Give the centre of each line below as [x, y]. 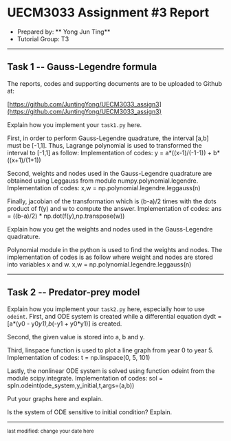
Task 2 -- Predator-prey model [74, 292]
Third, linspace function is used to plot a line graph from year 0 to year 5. [111, 350]
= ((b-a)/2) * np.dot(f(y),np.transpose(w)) [66, 216]
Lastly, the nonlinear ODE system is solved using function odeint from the [111, 371]
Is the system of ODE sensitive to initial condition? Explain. [90, 412]
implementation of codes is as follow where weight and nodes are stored [110, 257]
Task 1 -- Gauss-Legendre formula [82, 67]
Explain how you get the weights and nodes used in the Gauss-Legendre [110, 229]
